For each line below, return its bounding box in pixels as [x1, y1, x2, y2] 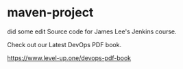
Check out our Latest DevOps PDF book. [7, 40, 122, 49]
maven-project [7, 5, 94, 20]
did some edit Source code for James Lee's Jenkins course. [7, 27, 177, 36]
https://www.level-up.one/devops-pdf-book [7, 53, 132, 62]
